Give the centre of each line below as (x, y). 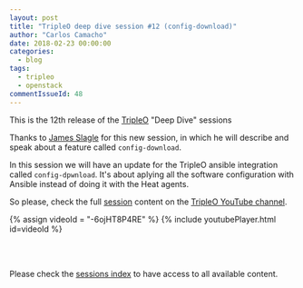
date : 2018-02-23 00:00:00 (60, 43)
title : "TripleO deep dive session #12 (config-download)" (123, 26)
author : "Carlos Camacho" (58, 35)
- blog (30, 60)
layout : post (34, 18)
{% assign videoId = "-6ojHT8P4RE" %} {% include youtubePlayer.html (143, 219)
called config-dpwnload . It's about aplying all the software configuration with (152, 174)
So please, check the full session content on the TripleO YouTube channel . (148, 202)
